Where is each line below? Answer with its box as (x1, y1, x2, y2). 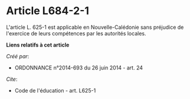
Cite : (6, 75, 18, 82)
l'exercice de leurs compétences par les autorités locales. (6, 29, 146, 37)
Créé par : (6, 52, 30, 60)
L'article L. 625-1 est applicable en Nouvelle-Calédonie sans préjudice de (6, 24, 184, 31)
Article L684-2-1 (6, 4, 90, 18)
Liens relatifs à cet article (6, 41, 70, 48)
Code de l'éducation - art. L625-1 (14, 87, 96, 94)
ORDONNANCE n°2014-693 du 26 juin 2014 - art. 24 (14, 64, 143, 71)
